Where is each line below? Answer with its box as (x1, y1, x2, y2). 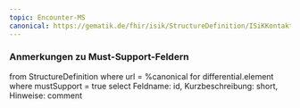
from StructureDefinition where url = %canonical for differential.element (9, 71, 274, 81)
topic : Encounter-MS (9, 12, 87, 22)
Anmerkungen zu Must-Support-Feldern (9, 51, 189, 63)
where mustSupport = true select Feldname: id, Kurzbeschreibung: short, (9, 80, 279, 91)
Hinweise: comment (9, 90, 83, 101)
